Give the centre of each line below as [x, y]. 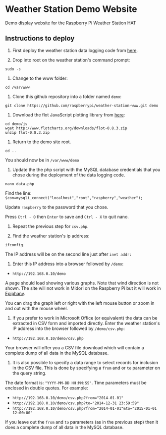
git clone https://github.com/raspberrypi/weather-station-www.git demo [82, 106]
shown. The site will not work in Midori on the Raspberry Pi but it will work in [83, 288]
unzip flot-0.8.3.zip [28, 132]
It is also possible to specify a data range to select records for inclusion [85, 362]
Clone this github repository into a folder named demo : [67, 96]
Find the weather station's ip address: [51, 236]
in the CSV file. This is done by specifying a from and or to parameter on [86, 368]
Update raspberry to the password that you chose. [57, 207]
